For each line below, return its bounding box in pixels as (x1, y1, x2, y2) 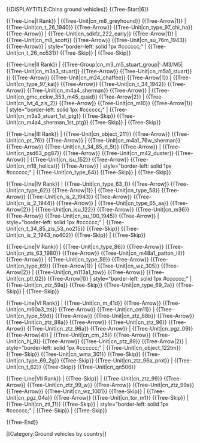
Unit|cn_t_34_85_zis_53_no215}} (6, 225, 86, 232)
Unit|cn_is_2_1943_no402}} (6, 231, 74, 239)
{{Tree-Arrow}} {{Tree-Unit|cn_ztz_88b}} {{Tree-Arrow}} (54, 313, 195, 319)
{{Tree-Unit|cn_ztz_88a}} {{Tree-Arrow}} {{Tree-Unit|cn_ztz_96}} (6, 319, 168, 326)
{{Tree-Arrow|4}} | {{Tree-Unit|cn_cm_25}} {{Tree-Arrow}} (6, 331, 151, 338)
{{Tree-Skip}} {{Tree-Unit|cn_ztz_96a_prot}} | (60, 357, 173, 364)
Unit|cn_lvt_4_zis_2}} (6, 100, 58, 106)
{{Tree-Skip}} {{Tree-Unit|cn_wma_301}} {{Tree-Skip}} (6, 350, 141, 358)
